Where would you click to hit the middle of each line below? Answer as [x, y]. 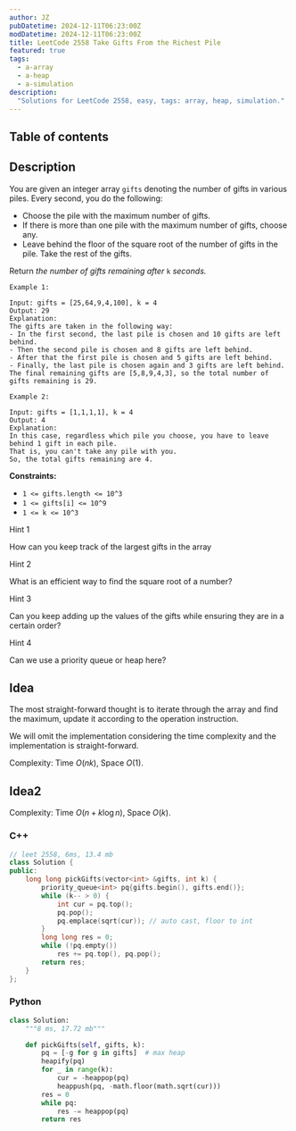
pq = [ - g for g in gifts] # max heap [113, 1053]
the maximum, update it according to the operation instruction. [124, 719]
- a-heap [33, 76]
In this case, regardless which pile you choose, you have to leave [139, 436]
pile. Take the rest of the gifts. [77, 253]
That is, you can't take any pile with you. [93, 451]
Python [25, 1001]
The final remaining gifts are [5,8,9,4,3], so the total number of [139, 373]
